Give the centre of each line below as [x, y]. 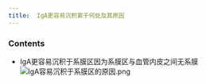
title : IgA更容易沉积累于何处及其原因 [66, 15]
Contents [27, 43]
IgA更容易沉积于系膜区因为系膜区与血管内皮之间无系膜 [109, 61]
